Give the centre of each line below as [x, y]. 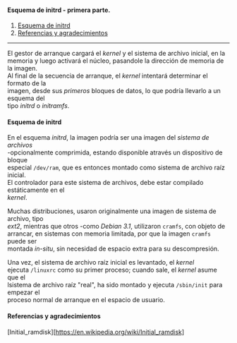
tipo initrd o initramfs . [38, 106]
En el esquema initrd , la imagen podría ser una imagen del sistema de [108, 138]
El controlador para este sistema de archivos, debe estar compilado [105, 183]
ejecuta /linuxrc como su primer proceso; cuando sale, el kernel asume [112, 270]
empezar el [24, 292]
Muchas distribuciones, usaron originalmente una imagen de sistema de [112, 211]
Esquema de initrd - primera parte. [59, 10]
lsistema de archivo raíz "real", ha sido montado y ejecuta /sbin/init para [115, 285]
